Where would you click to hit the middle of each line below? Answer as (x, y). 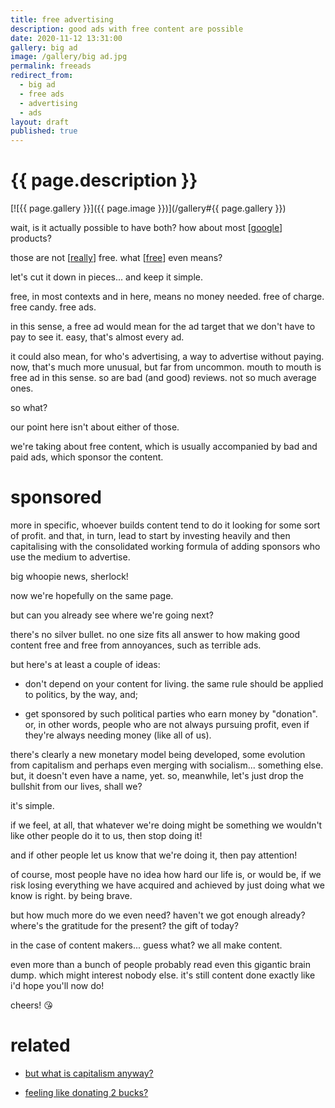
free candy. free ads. (53, 307)
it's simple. (32, 805)
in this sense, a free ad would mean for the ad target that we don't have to (163, 327)
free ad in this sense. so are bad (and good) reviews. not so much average (163, 378)
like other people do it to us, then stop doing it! (106, 835)
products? (31, 238)
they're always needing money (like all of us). (118, 735)
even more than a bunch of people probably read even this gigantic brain (160, 964)
